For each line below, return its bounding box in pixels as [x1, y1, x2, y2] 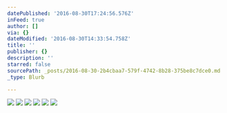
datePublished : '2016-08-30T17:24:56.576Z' [7, 10, 135, 17]
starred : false [7, 61, 51, 68]
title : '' [7, 42, 36, 49]
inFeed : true [7, 16, 45, 23]
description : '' [7, 55, 54, 62]
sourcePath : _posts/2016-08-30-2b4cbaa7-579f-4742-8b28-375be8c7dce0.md [7, 67, 221, 74]
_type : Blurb [7, 73, 45, 81]
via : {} [7, 29, 30, 36]
